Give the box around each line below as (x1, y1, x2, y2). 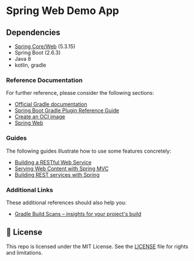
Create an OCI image (14, 113, 66, 121)
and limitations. (6, 249, 43, 256)
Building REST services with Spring (14, 171, 100, 178)
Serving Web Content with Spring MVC (14, 165, 109, 172)
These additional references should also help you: (6, 199, 127, 206)
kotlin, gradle (14, 61, 47, 68)
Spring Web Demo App (6, 4, 119, 18)
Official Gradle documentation (14, 101, 88, 108)
